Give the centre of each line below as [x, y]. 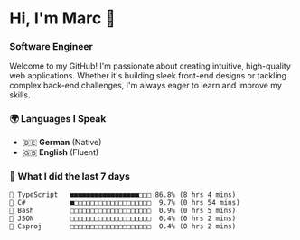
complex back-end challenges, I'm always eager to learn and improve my [146, 86]
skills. [20, 95]
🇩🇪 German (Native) [62, 142]
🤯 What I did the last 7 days [70, 176]
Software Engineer [51, 47]
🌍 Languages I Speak [58, 119]
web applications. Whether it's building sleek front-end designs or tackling [148, 76]
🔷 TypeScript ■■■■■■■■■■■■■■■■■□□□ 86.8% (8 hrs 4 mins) [123, 195]
